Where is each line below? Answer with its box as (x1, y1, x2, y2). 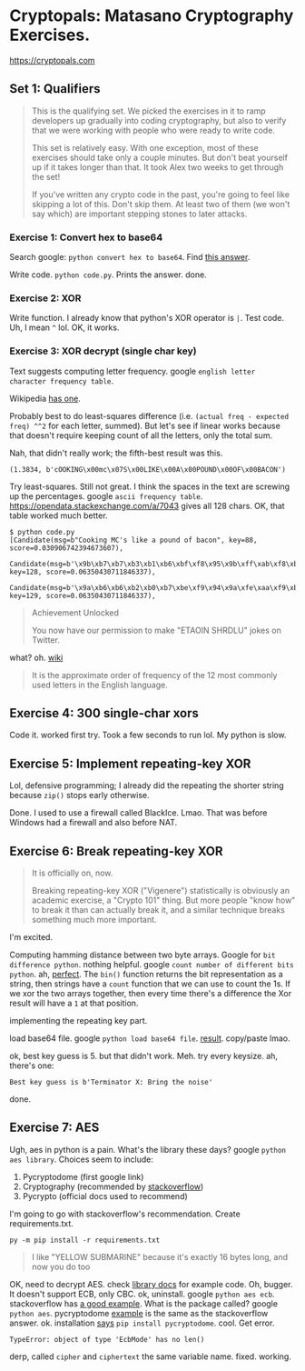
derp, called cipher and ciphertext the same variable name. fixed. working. (9, 1351, 292, 1362)
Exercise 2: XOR (9, 292, 82, 305)
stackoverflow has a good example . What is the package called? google (9, 1297, 279, 1309)
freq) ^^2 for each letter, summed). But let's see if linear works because (9, 420, 281, 431)
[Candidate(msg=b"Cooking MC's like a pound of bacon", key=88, (9, 535, 258, 545)
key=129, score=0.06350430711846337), (9, 591, 156, 600)
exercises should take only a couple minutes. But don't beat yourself (31, 152, 289, 163)
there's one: (9, 1060, 54, 1071)
